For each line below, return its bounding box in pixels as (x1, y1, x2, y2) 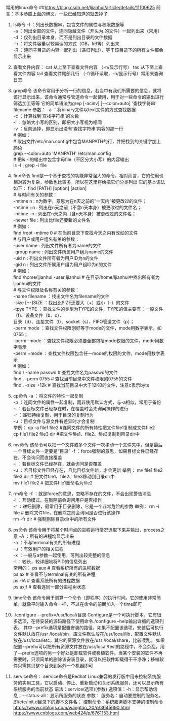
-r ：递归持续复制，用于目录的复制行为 (13, 412, 94, 418)
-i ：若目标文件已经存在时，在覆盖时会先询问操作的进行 (13, 406, 129, 411)
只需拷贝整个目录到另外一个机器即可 (17, 663, 93, 669)
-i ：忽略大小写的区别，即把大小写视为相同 (13, 119, 102, 125)
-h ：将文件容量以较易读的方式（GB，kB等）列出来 (13, 41, 119, 47)
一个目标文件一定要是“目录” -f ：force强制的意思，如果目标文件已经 (13, 448, 154, 454)
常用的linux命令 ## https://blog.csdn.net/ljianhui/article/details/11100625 (6, 5, 155, 10)
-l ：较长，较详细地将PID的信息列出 (13, 559, 88, 565)
